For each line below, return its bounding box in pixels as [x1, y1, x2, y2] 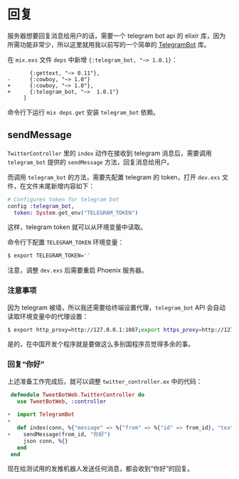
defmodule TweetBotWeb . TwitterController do [10, 391, 144, 399]
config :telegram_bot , [7, 202, 75, 210]
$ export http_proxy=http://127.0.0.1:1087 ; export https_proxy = [7, 326, 202, 333]
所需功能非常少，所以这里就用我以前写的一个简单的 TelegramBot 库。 [7, 40, 211, 48]
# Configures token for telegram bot [7, 196, 119, 203]
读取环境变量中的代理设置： [7, 312, 89, 320]
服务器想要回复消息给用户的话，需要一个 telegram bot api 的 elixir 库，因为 [7, 31, 226, 40]
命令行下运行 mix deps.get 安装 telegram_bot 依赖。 [7, 107, 160, 116]
